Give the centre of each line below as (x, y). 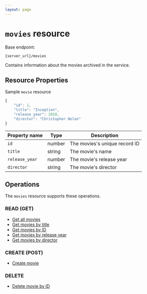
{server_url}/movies (26, 56)
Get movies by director (35, 240)
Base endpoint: (20, 47)
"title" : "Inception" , (37, 110)
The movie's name (91, 151)
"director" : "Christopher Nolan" (47, 119)
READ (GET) (19, 208)
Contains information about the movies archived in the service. (68, 65)
